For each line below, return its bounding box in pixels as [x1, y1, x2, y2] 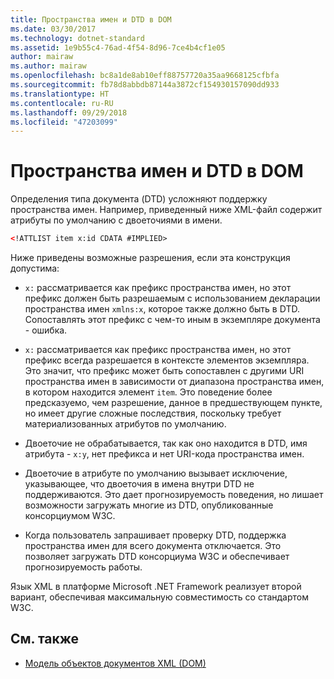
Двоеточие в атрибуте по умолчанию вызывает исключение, [24, 467, 288, 480]
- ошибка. [24, 324, 68, 336]
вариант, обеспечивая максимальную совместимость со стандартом [10, 591, 309, 603]
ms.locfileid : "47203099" [10, 117, 118, 127]
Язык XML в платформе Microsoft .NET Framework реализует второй [10, 581, 302, 593]
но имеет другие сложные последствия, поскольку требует [24, 407, 282, 420]
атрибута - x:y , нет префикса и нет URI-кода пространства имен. [24, 448, 305, 460]
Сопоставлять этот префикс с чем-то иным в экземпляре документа [24, 314, 321, 326]
